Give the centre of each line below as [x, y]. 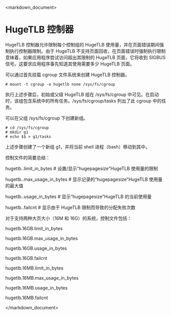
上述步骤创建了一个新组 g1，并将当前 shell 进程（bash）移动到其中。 [78, 147]
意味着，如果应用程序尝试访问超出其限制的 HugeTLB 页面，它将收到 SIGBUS [86, 57]
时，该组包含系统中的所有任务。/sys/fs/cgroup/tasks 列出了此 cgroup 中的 [83, 101]
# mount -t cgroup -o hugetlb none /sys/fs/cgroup [60, 84]
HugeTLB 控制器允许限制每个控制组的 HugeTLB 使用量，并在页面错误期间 [82, 44]
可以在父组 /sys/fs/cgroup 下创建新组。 [47, 118]
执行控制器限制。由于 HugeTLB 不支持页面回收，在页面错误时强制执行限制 [88, 51]
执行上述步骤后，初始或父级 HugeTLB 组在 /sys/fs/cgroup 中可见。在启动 [82, 94]
